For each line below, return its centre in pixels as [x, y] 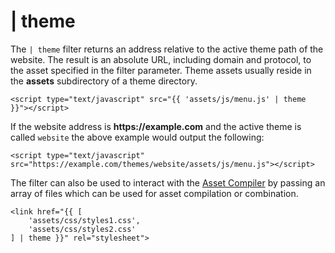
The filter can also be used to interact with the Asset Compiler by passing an [168, 182]
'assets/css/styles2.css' [82, 229]
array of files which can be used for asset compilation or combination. [154, 193]
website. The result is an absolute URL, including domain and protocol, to [161, 59]
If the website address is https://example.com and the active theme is [156, 126]
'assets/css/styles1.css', [84, 220]
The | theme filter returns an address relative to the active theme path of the [167, 49]
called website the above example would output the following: [137, 137]
